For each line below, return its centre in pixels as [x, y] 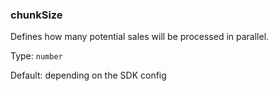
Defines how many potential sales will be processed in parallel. [140, 37]
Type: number [36, 56]
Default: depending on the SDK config [88, 75]
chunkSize [36, 15]
